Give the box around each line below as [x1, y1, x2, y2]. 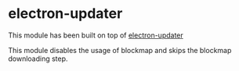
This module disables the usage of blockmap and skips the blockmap [8, 45, 232, 55]
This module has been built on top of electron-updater [8, 30, 184, 40]
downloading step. [8, 54, 68, 63]
